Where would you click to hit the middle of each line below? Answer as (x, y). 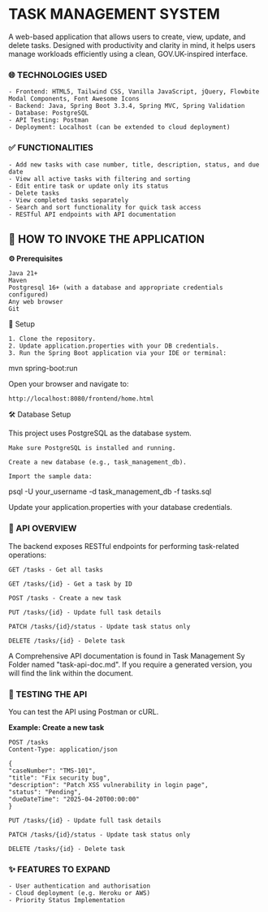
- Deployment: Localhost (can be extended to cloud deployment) (119, 128)
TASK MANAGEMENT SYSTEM (115, 14)
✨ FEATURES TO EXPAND (60, 869)
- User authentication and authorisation (80, 886)
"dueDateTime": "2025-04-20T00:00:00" (74, 799)
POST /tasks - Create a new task (65, 598)
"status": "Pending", (45, 792)
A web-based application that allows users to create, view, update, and (127, 37)
